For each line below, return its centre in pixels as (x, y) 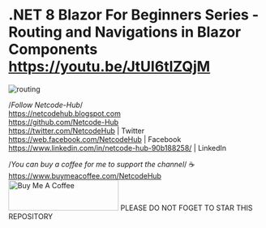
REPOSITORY (31, 216)
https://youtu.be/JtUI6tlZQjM (109, 67)
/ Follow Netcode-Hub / (46, 105)
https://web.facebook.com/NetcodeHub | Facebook (95, 139)
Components (53, 49)
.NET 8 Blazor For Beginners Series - (134, 15)
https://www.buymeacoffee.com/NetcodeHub (85, 175)
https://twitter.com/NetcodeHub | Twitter (77, 131)
